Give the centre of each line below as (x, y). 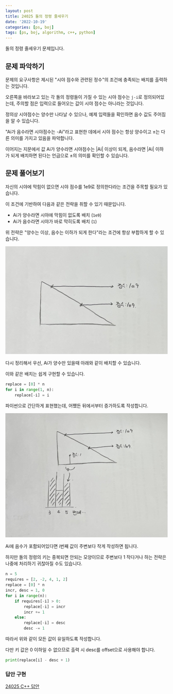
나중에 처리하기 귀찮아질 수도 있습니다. (44, 564)
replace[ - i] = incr (45, 607)
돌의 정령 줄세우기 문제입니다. (35, 48)
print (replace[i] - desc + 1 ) (38, 660)
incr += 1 (34, 612)
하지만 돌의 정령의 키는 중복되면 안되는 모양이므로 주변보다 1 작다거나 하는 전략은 (86, 557)
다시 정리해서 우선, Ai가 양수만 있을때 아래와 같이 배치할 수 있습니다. (73, 363)
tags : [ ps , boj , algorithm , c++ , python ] (50, 33)
